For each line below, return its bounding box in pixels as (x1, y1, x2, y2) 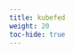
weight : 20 (9, 22, 50, 31)
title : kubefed (9, 13, 66, 22)
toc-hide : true (9, 30, 66, 39)
